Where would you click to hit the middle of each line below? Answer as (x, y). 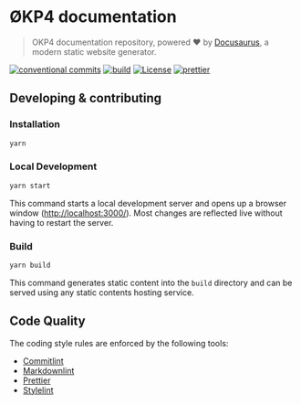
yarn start (30, 186)
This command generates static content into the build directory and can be (151, 282)
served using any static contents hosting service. (102, 292)
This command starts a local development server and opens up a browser (148, 203)
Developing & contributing (86, 98)
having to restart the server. (62, 222)
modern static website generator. (94, 51)
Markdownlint (48, 370)
